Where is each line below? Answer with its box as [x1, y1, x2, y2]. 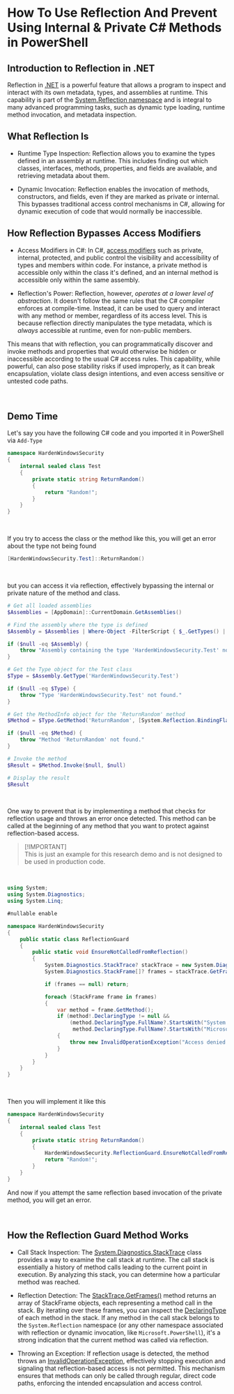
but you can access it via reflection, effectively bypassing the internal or [7, 581, 214, 590]
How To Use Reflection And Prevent [7, 5, 217, 21]
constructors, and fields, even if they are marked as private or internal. [17, 192, 220, 200]
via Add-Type [7, 436, 43, 444]
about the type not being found [7, 542, 97, 550]
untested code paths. [7, 377, 68, 385]
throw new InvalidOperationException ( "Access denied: [69, 1038, 229, 1046]
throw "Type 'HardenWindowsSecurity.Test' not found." [19, 691, 182, 698]
